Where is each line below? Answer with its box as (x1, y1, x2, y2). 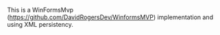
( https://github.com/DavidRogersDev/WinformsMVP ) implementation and (7, 13, 214, 21)
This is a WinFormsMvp (7, 6, 74, 14)
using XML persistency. (7, 21, 73, 28)
